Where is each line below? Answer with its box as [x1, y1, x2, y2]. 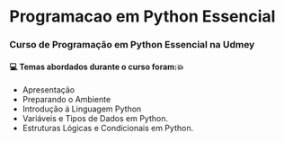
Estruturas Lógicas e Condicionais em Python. [22, 123, 194, 134]
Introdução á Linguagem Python [22, 103, 142, 114]
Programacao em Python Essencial [9, 6, 276, 27]
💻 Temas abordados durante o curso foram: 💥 [9, 61, 184, 72]
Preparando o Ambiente [22, 94, 111, 105]
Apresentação [22, 84, 75, 95]
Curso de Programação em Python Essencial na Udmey [9, 39, 255, 51]
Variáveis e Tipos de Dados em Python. [22, 113, 169, 124]
